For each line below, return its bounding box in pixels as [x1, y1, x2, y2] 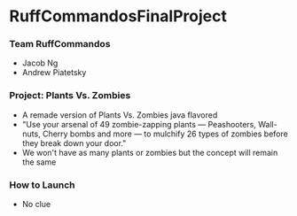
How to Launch [9, 179, 75, 191]
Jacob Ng [21, 58, 59, 68]
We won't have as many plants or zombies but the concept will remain [21, 147, 278, 158]
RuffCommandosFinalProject [9, 6, 228, 27]
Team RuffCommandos [9, 38, 111, 50]
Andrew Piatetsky [21, 67, 87, 78]
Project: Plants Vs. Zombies [9, 89, 131, 102]
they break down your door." [21, 137, 127, 148]
